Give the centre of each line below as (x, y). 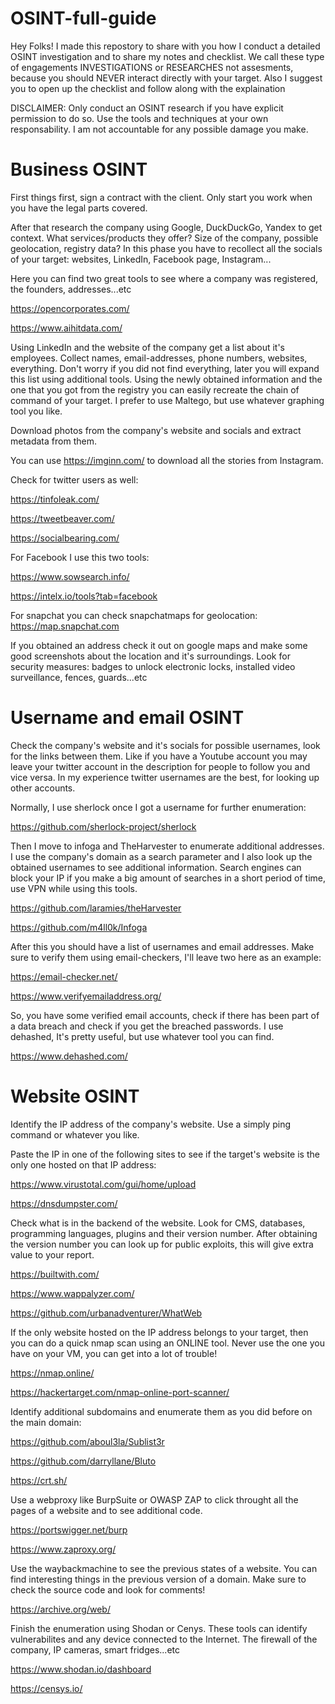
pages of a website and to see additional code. (106, 1510)
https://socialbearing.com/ (65, 538)
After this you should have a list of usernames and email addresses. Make (162, 946)
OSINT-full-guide (83, 18)
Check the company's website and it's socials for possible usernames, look (165, 745)
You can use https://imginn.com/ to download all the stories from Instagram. (167, 460)
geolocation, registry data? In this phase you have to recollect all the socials (166, 248)
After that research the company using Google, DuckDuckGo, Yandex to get (166, 227)
